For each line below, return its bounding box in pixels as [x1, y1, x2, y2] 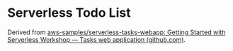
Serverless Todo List [7, 5, 131, 21]
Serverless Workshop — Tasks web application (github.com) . [7, 35, 186, 43]
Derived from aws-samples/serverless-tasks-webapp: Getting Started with [7, 28, 226, 36]
